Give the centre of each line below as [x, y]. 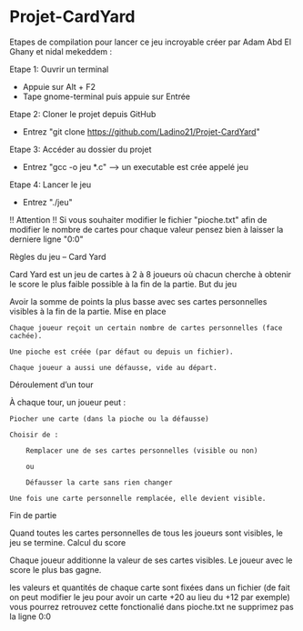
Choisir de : [34, 435]
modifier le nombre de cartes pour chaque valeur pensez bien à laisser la [146, 229]
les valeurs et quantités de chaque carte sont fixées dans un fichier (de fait [150, 587]
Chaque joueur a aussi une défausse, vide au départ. [114, 367]
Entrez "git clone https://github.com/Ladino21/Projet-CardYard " [141, 131]
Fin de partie [33, 515]
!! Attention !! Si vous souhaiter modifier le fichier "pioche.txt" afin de [138, 219]
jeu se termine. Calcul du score [68, 542]
